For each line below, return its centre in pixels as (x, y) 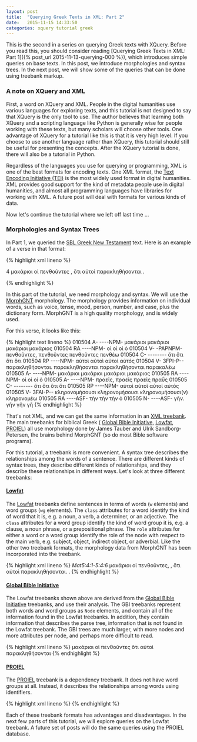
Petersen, (18, 435)
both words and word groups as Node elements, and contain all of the (89, 611)
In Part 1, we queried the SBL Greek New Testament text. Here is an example (98, 242)
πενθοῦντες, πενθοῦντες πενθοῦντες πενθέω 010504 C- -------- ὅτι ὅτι (95, 354)
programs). (20, 441)
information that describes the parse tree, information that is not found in (94, 623)
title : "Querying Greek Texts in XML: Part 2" (66, 17)
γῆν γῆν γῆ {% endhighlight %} (44, 404)
